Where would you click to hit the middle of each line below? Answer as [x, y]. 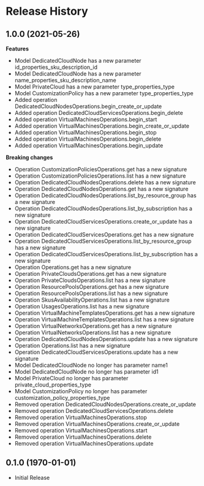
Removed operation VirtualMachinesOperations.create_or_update [97, 424]
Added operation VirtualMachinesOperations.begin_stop [85, 132]
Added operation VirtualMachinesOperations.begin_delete [88, 139]
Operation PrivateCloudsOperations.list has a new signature [90, 280]
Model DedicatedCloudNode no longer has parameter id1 [86, 372]
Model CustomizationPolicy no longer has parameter [81, 391]
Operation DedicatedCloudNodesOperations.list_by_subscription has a [103, 208]
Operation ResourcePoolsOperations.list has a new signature [91, 293]
